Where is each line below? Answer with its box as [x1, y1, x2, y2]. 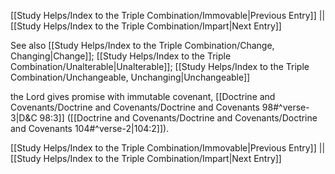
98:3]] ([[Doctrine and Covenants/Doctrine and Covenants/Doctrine [39, 112, 318, 124]
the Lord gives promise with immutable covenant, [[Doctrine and [10, 91, 276, 102]
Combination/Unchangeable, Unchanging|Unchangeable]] [10, 71, 251, 83]
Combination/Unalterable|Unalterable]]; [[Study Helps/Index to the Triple [10, 61, 310, 72]
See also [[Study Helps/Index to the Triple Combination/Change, [10, 40, 275, 51]
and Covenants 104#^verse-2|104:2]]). [10, 123, 170, 134]
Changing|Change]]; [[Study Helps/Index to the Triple [10, 50, 232, 62]
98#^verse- [261, 101, 310, 113]
